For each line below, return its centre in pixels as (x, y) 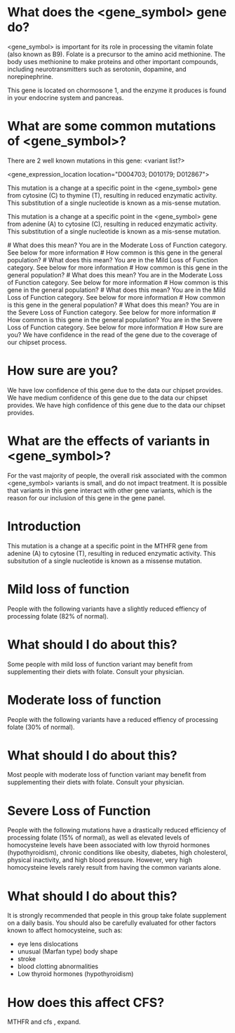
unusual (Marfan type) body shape (67, 951)
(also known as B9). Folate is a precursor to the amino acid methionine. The (116, 54)
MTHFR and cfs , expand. (44, 1022)
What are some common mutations (112, 126)
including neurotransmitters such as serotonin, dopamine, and (97, 69)
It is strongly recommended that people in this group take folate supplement (117, 915)
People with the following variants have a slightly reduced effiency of (107, 609)
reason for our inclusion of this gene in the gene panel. (87, 498)
